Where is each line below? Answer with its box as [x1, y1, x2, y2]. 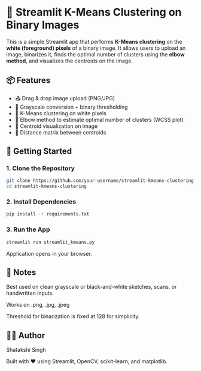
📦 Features [6, 75, 51, 86]
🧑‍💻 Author [6, 330, 45, 340]
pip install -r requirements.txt [6, 211, 90, 217]
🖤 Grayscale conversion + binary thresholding [14, 103, 128, 110]
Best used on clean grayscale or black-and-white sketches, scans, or [6, 283, 177, 291]
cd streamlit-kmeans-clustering [6, 183, 87, 190]
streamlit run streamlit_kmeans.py [6, 239, 95, 245]
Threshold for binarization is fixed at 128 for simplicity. [6, 313, 140, 320]
